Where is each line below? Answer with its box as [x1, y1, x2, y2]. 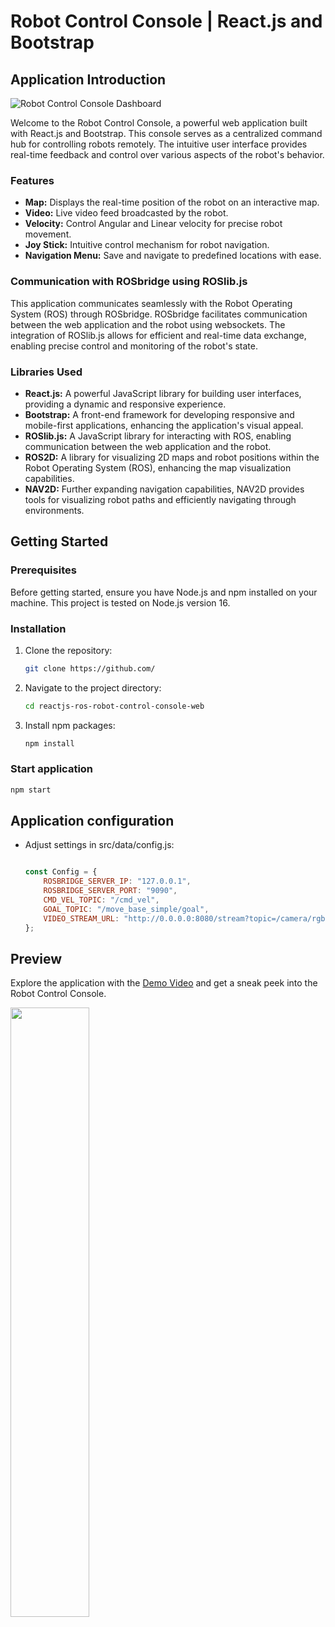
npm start [10, 785, 52, 795]
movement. [24, 228, 72, 240]
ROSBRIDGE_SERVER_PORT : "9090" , [43, 886, 178, 896]
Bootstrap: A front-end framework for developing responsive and [24, 408, 295, 420]
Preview [10, 951, 63, 967]
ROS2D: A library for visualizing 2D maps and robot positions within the [24, 451, 320, 463]
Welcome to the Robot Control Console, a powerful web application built [10, 117, 308, 129]
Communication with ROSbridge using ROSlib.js [10, 275, 248, 289]
